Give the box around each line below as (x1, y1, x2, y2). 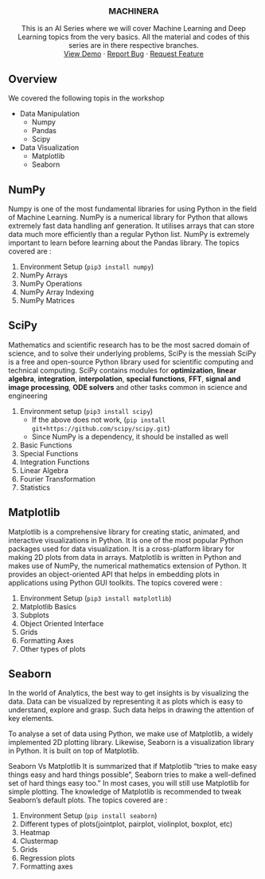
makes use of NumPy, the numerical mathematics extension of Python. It (8, 561, 247, 570)
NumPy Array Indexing (19, 287, 94, 297)
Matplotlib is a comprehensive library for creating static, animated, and (8, 526, 240, 536)
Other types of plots (19, 644, 86, 653)
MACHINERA (108, 6, 159, 17)
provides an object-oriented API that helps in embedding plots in (8, 569, 220, 579)
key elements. (8, 714, 54, 723)
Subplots (19, 610, 49, 620)
